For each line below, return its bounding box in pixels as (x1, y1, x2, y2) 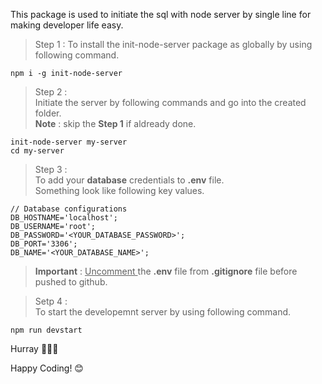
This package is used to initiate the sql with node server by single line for (10, 9, 312, 20)
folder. (34, 107, 62, 119)
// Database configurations (10, 204, 128, 214)
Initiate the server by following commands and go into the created (34, 97, 307, 108)
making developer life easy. (10, 19, 124, 31)
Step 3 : (34, 164, 68, 175)
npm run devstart (10, 325, 83, 335)
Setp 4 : (34, 295, 68, 307)
